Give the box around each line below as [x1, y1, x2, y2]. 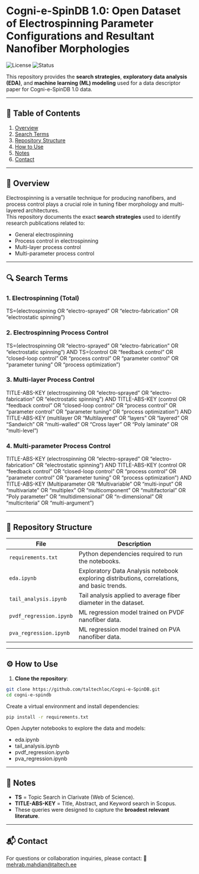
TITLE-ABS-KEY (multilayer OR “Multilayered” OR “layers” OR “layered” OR [6, 414, 188, 422]
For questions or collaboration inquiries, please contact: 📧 [6, 855, 147, 862]
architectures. [25, 206, 60, 214]
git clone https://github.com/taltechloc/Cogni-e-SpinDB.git [6, 686, 161, 692]
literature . [14, 812, 40, 819]
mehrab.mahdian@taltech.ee [6, 861, 77, 868]
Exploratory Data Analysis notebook [78, 566, 179, 575]
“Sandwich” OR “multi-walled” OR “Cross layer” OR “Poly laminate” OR [6, 420, 179, 428]
